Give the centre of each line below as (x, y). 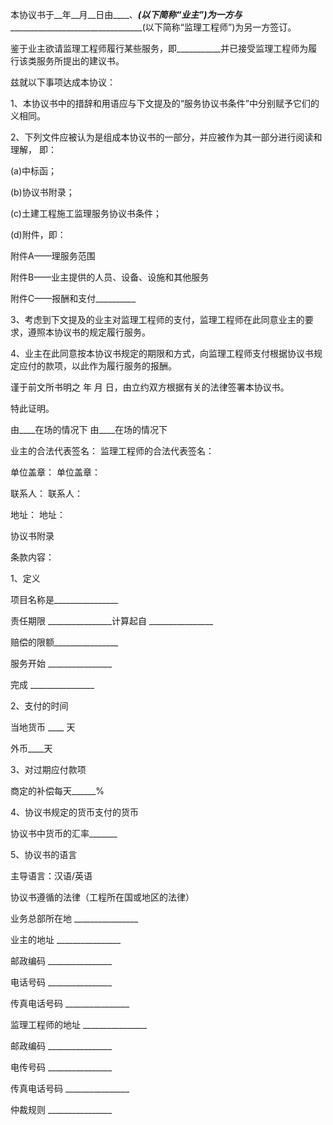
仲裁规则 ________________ (61, 1109)
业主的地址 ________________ (66, 939)
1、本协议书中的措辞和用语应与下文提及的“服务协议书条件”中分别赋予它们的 (165, 103)
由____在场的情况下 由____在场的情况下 (89, 429)
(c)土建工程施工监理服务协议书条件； (86, 213)
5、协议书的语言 (44, 854)
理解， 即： (33, 149)
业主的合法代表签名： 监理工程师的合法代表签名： (112, 451)
